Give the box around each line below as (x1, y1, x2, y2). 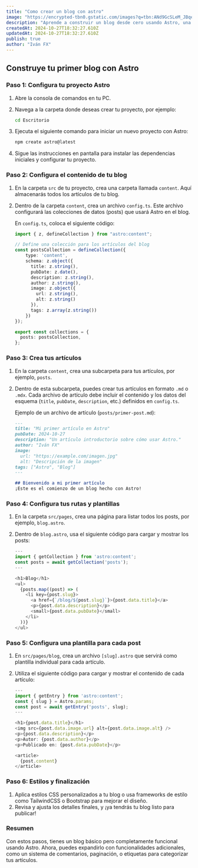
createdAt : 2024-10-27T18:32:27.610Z (6, 25, 99, 31)
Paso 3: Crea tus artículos (6, 354, 82, 362)
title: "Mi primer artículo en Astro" (14, 425, 110, 432)
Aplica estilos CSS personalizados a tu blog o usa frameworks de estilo (14, 791, 187, 798)
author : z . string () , (30, 280, 81, 286)
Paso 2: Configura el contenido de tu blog (6, 171, 127, 179)
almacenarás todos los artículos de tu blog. (14, 190, 120, 197)
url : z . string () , (36, 291, 78, 297)
